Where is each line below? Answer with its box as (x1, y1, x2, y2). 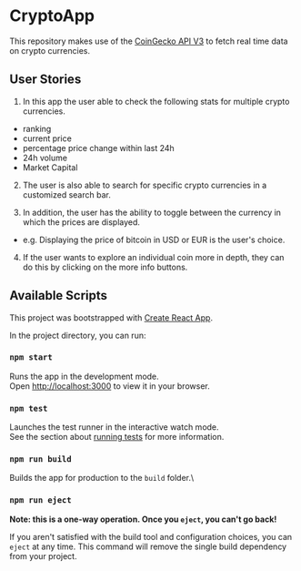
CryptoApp (9, 5, 95, 26)
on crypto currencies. (9, 45, 91, 56)
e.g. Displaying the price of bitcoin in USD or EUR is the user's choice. (22, 234, 286, 245)
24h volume (22, 152, 68, 163)
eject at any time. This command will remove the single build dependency (9, 541, 287, 552)
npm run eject (9, 495, 72, 505)
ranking (22, 123, 52, 134)
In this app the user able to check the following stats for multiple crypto (22, 96, 290, 107)
